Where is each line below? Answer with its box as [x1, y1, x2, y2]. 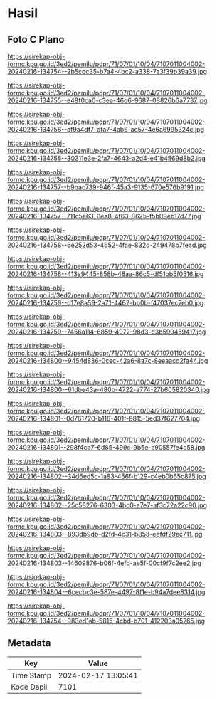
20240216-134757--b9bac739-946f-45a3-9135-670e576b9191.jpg [7, 183, 205, 191]
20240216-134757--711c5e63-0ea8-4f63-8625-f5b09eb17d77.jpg [7, 212, 201, 220]
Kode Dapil [11, 682, 48, 692]
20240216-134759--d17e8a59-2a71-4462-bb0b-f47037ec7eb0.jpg [7, 299, 204, 307]
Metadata [7, 637, 51, 649]
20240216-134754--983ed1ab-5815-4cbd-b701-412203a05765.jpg [7, 617, 205, 625]
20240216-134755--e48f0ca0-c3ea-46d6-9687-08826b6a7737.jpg [7, 96, 208, 105]
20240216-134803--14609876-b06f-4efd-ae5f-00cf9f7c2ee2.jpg [7, 559, 201, 567]
